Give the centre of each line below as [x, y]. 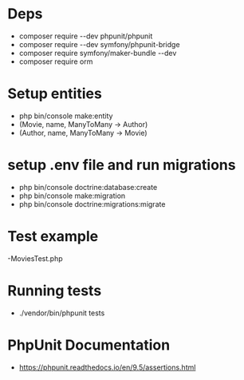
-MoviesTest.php [35, 258]
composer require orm [56, 61]
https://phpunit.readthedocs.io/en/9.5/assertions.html [107, 367]
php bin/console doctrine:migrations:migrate [92, 204]
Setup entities [55, 94]
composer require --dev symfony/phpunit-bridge [99, 44]
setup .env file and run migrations [122, 165]
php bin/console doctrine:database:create [88, 187]
